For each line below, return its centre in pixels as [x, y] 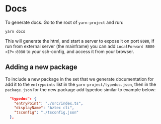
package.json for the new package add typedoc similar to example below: [80, 89]
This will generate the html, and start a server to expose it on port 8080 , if [80, 41]
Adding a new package [41, 67]
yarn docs [15, 31]
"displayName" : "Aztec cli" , [44, 108]
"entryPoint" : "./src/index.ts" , [49, 103]
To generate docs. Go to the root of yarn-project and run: [64, 22]
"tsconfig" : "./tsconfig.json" [46, 113]
